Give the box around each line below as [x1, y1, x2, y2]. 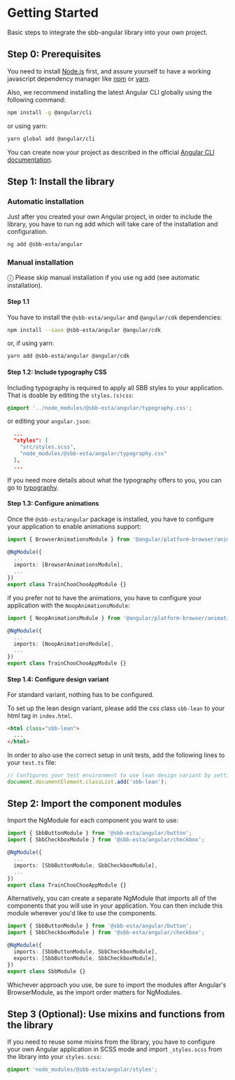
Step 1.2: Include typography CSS [7, 368, 107, 376]
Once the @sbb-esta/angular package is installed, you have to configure [7, 515, 215, 523]
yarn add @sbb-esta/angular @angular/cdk [7, 352, 130, 360]
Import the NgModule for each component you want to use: [7, 816, 179, 824]
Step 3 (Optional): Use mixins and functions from [7, 1009, 225, 1020]
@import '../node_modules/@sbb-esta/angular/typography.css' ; [7, 404, 192, 411]
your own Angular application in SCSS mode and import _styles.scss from [7, 1045, 222, 1053]
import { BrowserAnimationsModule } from [7, 536, 130, 543]
